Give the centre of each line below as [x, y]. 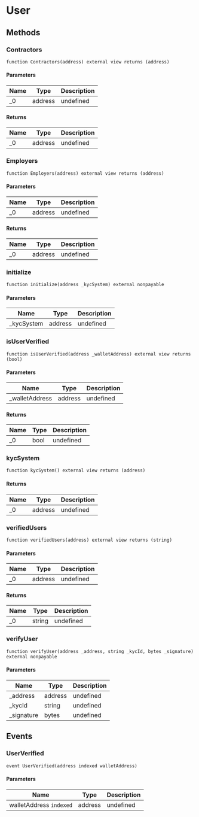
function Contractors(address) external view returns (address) [88, 62]
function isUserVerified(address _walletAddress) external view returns [99, 354]
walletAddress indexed [41, 804]
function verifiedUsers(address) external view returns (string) [89, 540]
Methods [23, 33]
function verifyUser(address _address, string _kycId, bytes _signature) [100, 651]
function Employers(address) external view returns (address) [85, 173]
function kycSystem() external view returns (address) [76, 470]
